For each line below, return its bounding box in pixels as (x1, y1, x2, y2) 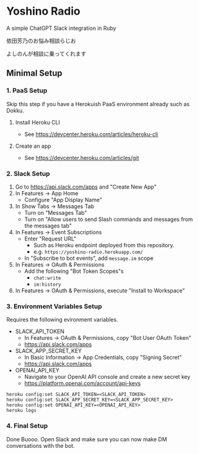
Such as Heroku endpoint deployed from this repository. (33, 241, 175, 248)
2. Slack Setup (6, 169, 50, 178)
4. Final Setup (6, 422, 48, 430)
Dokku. (6, 107, 24, 114)
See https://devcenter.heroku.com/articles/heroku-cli (24, 130, 159, 138)
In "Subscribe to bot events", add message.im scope (24, 254, 154, 262)
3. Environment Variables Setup (6, 302, 103, 311)
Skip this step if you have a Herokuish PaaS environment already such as (6, 100, 190, 107)
